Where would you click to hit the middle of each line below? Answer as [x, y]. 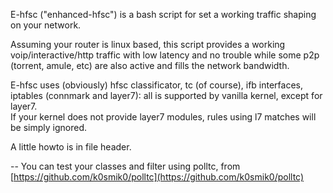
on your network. [46, 25]
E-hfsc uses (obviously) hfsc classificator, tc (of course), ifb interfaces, [156, 85]
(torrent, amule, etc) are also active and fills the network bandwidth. [150, 65]
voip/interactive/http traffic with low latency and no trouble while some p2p [165, 55]
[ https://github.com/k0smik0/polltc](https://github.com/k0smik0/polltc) [157, 177]
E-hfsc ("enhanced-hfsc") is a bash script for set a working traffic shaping [163, 14]
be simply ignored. [49, 127]
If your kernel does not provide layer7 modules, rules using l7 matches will [163, 117]
